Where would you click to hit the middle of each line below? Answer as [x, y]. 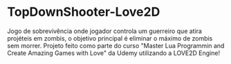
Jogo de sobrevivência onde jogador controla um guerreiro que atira [105, 31]
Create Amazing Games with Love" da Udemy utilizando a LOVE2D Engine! [113, 53]
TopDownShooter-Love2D [84, 12]
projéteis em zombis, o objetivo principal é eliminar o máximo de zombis [110, 38]
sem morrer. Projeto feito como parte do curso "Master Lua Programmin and [116, 45]
